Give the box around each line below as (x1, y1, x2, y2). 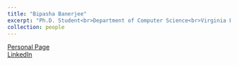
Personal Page (7, 43, 50, 52)
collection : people (7, 23, 65, 30)
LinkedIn (7, 50, 33, 59)
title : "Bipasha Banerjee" (7, 10, 87, 18)
